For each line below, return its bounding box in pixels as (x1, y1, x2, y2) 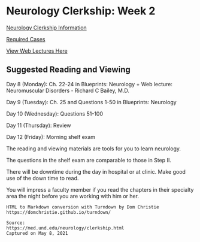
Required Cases (6, 35, 46, 43)
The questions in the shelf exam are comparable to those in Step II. (6, 156, 172, 164)
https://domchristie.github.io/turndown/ (6, 209, 111, 215)
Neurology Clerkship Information (6, 24, 87, 31)
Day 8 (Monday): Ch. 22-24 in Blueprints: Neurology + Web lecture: (6, 80, 172, 87)
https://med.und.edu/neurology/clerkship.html (6, 225, 125, 231)
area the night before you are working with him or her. (6, 192, 140, 199)
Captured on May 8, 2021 (6, 230, 68, 236)
